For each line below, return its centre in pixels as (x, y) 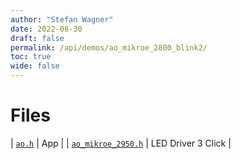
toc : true (31, 57)
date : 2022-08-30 (46, 29)
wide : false (35, 66)
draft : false (37, 38)
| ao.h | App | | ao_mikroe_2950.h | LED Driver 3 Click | (121, 143)
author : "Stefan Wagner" (62, 19)
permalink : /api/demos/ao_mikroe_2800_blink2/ (109, 47)
